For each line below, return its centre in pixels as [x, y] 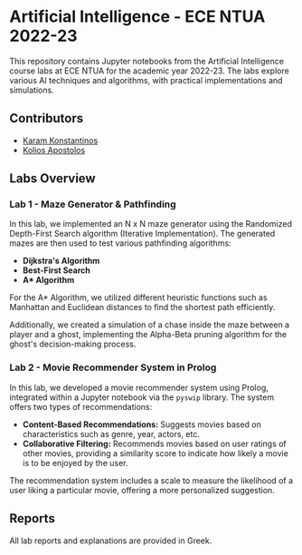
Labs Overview [53, 179]
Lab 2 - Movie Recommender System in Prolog [113, 367]
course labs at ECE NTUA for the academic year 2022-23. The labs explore [149, 71]
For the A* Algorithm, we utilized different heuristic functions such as [139, 297]
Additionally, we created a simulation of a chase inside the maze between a [150, 325]
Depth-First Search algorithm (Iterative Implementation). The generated [142, 234]
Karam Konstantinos [60, 140]
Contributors [47, 118]
